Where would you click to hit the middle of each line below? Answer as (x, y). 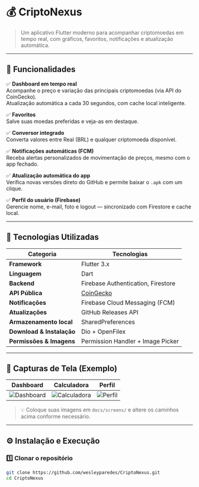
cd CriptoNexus (25, 478)
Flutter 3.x (95, 264)
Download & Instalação (42, 331)
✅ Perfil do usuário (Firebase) (44, 200)
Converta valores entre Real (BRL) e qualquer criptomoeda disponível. (92, 139)
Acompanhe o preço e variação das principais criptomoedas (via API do (94, 90)
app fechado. (23, 164)
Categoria (42, 254)
